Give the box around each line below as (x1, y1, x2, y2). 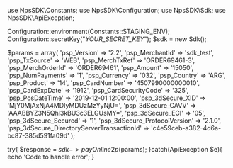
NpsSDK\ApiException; (7, 13, 75, 22)
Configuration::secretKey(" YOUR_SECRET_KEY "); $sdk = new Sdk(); (7, 35, 207, 43)
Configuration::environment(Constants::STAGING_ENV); (7, 28, 170, 35)
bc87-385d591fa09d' (7, 131, 69, 140)
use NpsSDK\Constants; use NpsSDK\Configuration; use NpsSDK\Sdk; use (7, 6, 227, 14)
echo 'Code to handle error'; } (7, 152, 95, 161)
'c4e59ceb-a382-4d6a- (151, 124, 222, 132)
